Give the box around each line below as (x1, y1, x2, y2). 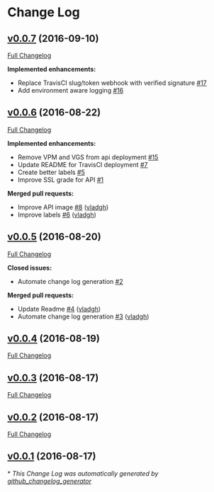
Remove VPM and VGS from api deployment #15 (17, 153, 159, 161)
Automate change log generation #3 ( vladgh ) (17, 312, 150, 321)
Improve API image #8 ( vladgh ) (17, 202, 109, 211)
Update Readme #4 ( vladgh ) (17, 304, 101, 313)
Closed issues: (7, 263, 52, 272)
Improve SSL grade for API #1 (17, 175, 104, 184)
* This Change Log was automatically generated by (7, 469, 159, 478)
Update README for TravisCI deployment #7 (17, 160, 148, 168)
